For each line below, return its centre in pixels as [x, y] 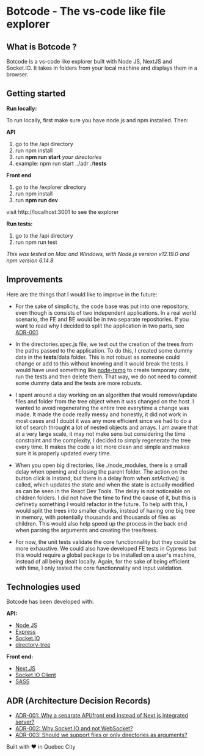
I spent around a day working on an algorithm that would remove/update [106, 395]
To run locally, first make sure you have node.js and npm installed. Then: [97, 120]
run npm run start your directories [58, 156]
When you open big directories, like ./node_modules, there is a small [101, 465]
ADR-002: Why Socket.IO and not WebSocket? [74, 728]
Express [25, 632]
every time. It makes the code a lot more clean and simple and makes [102, 447]
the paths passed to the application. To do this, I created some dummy [104, 350]
